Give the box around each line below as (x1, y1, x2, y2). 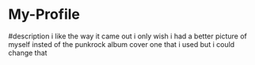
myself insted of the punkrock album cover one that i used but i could (8, 39, 235, 49)
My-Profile (8, 5, 81, 23)
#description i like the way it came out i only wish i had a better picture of (8, 31, 247, 41)
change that (8, 48, 48, 57)
